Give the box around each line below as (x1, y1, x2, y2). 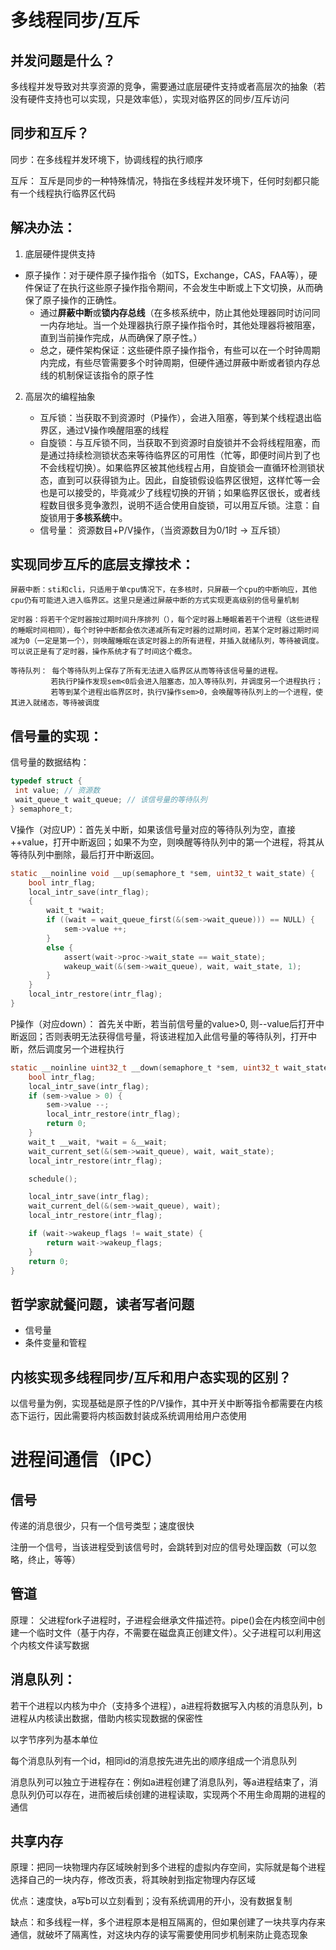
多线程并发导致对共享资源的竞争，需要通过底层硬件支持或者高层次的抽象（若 (10, 81, 326, 92)
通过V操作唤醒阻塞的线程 (66, 424, 170, 436)
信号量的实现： (10, 727, 103, 745)
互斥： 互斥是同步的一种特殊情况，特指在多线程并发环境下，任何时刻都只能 (10, 174, 320, 186)
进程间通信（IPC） (10, 1449, 163, 1471)
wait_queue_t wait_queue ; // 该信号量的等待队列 (14, 795, 208, 805)
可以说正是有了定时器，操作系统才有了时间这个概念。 (10, 647, 197, 657)
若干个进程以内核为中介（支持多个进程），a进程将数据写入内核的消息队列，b (10, 1699, 323, 1711)
